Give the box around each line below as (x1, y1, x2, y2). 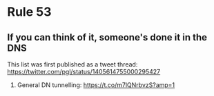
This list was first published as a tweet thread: (7, 60, 138, 69)
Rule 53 (7, 4, 52, 20)
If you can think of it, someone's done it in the (7, 32, 208, 43)
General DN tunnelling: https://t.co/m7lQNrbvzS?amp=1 (17, 81, 175, 89)
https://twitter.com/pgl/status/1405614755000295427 (7, 68, 161, 75)
